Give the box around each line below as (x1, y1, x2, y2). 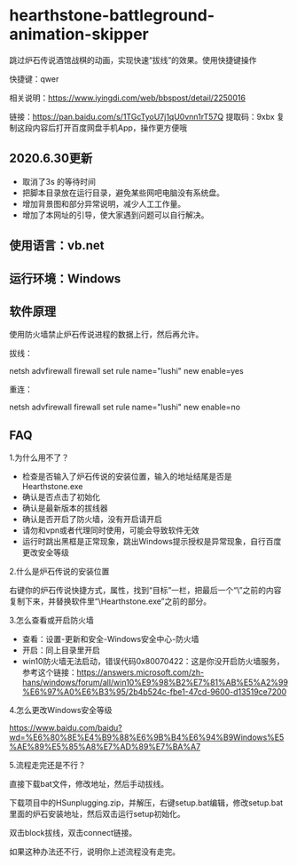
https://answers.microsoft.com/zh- (76, 667, 205, 678)
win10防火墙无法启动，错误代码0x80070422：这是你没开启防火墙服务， (21, 656, 285, 667)
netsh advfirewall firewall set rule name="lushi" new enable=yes (9, 366, 244, 377)
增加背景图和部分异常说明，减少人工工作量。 (21, 198, 186, 209)
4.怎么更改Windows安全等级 (9, 705, 113, 716)
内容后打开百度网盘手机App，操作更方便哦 (32, 122, 188, 133)
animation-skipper (9, 24, 149, 44)
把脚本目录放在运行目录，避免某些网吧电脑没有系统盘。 (21, 187, 224, 198)
